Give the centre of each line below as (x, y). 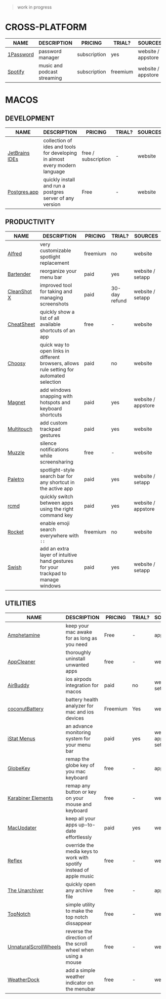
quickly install (59, 179)
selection (50, 382)
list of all (49, 318)
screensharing (57, 462)
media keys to (82, 851)
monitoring (79, 732)
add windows (55, 390)
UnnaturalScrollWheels (34, 946)
